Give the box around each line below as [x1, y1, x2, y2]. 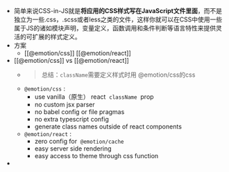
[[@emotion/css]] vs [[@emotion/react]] [13, 57, 130, 64]
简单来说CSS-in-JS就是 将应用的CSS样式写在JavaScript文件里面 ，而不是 [13, 7, 222, 15]
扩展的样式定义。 [32, 32, 81, 41]
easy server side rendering [34, 144, 112, 153]
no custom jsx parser [34, 100, 95, 108]
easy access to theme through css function [34, 152, 159, 160]
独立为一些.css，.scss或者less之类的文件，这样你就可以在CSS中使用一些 [13, 15, 223, 23]
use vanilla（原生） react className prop [34, 93, 154, 101]
